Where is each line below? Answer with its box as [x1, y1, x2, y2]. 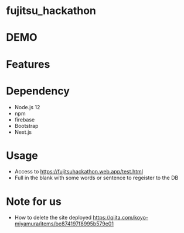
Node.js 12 [14, 103, 40, 110]
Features [6, 57, 50, 71]
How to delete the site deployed [14, 214, 92, 221]
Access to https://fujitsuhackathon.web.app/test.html [14, 168, 144, 175]
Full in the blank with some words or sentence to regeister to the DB [14, 174, 179, 182]
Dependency [6, 84, 70, 98]
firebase [14, 116, 35, 123]
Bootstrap [14, 122, 39, 129]
